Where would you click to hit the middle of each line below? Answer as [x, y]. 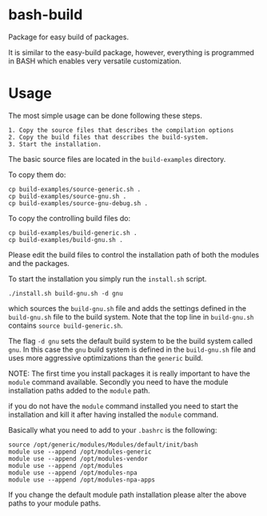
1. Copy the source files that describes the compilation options [121, 130]
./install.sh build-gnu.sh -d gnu [66, 293]
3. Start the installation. [55, 144]
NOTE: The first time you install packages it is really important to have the [129, 373]
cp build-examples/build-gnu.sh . [66, 240]
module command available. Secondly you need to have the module [118, 381]
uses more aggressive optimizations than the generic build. [106, 357]
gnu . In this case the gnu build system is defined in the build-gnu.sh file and [132, 349]
